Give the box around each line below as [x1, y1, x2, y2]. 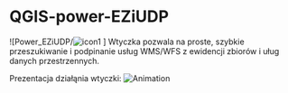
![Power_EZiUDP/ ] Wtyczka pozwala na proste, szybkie [9, 36, 246, 47]
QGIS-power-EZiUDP [9, 6, 170, 27]
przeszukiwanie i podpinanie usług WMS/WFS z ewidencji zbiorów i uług [9, 45, 280, 56]
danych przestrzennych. [9, 55, 100, 66]
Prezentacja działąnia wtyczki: [9, 72, 122, 83]
